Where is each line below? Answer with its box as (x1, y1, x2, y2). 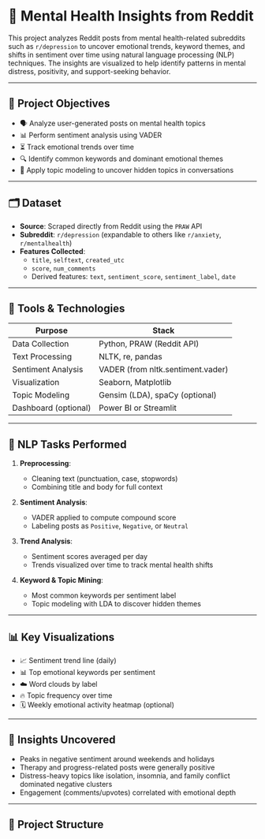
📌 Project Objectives (8, 97, 110, 110)
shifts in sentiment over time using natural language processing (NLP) (8, 50, 235, 59)
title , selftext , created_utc (31, 255, 125, 264)
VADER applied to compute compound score (31, 513, 177, 523)
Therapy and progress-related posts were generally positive (19, 763, 215, 772)
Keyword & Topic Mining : (19, 576, 104, 585)
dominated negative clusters (19, 779, 113, 789)
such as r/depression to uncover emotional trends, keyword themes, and (8, 41, 245, 50)
